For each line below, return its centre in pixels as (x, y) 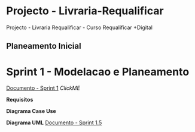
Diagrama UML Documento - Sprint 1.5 (54, 122)
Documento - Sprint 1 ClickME (43, 88)
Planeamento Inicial (44, 46)
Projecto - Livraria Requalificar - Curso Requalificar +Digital (79, 27)
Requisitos (20, 100)
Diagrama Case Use (31, 111)
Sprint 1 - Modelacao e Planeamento (98, 72)
